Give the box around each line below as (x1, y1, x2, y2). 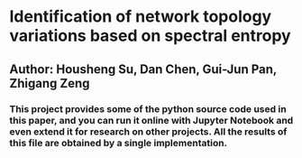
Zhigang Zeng (9, 75, 90, 91)
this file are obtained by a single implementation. (9, 136, 228, 149)
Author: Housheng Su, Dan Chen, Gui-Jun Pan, (9, 61, 278, 77)
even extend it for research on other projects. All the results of (9, 125, 288, 137)
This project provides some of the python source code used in (9, 102, 287, 115)
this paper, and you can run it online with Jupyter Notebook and (9, 114, 294, 126)
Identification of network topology (9, 6, 272, 27)
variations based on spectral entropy (9, 25, 291, 46)
